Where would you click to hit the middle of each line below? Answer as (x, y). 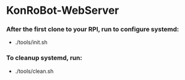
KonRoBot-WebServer (62, 11)
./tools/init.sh (31, 42)
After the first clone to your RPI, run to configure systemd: (92, 29)
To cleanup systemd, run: (44, 58)
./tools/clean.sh (34, 71)
